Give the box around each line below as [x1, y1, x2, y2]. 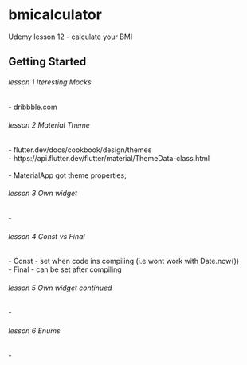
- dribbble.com [8, 102, 57, 112]
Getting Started [8, 55, 87, 69]
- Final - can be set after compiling [8, 265, 122, 274]
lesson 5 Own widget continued [8, 283, 112, 292]
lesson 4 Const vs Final [8, 231, 85, 241]
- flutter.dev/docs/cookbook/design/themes [8, 145, 152, 155]
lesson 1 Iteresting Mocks [8, 77, 92, 87]
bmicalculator [8, 6, 102, 24]
